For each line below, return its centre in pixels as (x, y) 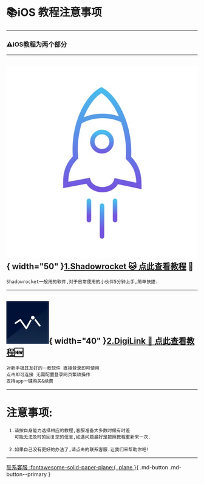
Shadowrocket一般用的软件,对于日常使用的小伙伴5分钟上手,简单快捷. (82, 282)
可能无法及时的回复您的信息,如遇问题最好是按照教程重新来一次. (83, 437)
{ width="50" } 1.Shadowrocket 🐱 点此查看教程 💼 (100, 266)
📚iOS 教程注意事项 (54, 12)
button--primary (27, 474)
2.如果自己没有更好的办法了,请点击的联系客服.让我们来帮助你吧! (79, 449)
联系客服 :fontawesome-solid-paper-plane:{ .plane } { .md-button (87, 467)
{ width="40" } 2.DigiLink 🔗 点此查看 (118, 341)
